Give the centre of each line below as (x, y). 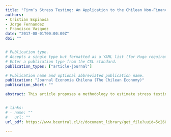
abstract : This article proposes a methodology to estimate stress (78, 94)
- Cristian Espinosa (27, 19)
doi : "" (13, 39)
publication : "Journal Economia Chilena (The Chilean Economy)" (75, 80)
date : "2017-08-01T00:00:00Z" (37, 34)
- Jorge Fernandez (25, 24)
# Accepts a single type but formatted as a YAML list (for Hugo (76, 57)
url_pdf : (15, 122)
